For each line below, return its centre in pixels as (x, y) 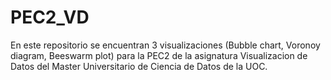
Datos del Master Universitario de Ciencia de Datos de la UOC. (139, 66)
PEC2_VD (50, 17)
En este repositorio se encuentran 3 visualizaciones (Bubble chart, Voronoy (165, 45)
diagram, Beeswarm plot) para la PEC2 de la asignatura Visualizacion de (159, 55)
